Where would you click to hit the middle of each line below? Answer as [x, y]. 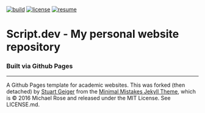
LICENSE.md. [23, 104]
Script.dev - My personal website [93, 34]
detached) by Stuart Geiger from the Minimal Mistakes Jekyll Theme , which [101, 92]
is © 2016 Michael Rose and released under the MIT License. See [88, 98]
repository [34, 47]
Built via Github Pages [40, 66]
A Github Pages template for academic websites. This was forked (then [96, 85]
